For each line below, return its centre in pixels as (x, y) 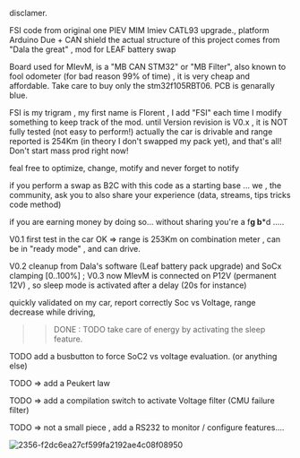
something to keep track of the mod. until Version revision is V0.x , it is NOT (149, 122)
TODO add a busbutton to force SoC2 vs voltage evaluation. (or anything (143, 356)
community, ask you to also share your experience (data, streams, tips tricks (150, 195)
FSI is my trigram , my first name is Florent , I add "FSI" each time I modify (146, 112)
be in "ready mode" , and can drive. (75, 249)
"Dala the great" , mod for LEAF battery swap (93, 49)
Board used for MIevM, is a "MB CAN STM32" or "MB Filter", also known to (148, 67)
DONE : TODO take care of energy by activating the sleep (159, 329)
